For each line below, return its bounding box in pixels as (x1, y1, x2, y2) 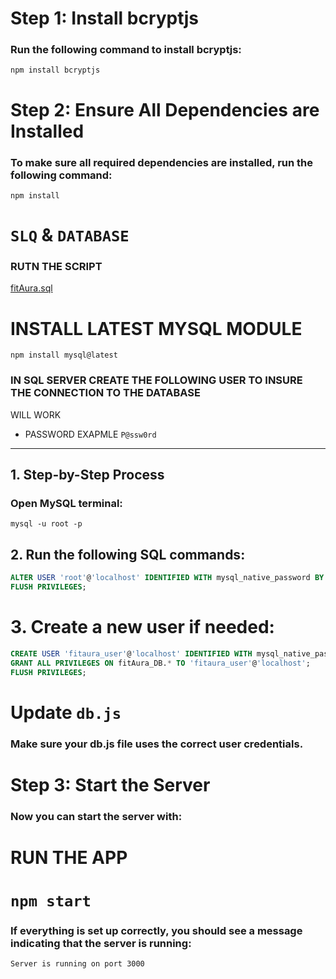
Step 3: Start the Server (10, 773, 211, 796)
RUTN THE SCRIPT (10, 260, 103, 274)
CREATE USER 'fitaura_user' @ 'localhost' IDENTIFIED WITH (10, 648, 253, 659)
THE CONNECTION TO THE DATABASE (10, 386, 201, 400)
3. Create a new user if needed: (10, 616, 275, 639)
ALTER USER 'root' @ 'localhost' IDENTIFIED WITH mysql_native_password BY (10, 573, 325, 583)
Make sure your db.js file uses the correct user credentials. (10, 737, 304, 751)
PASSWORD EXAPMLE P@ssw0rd (24, 428, 157, 440)
